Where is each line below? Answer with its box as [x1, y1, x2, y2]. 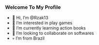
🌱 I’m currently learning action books [12, 25, 86, 31]
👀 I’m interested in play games [12, 20, 73, 26]
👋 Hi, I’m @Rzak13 [12, 15, 49, 21]
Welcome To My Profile [5, 4, 61, 11]
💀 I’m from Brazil [12, 35, 45, 41]
